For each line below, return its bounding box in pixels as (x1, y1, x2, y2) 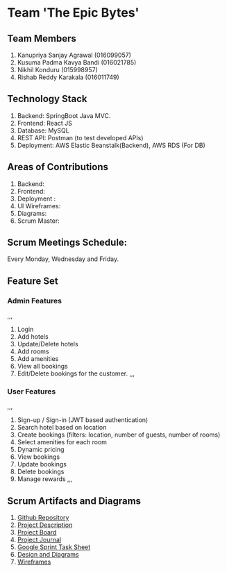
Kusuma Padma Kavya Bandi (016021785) (17, 58, 137, 67)
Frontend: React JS (17, 119, 73, 127)
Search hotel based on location (17, 423, 107, 432)
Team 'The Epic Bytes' (7, 5, 140, 21)
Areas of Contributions (7, 161, 109, 173)
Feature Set (7, 275, 58, 287)
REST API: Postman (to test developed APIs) (17, 133, 144, 142)
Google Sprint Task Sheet (17, 543, 91, 551)
